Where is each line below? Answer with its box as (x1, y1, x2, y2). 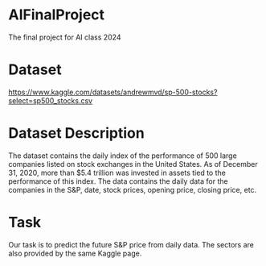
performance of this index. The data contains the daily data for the (8, 176, 228, 186)
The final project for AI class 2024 (8, 32, 121, 42)
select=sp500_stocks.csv (8, 95, 93, 106)
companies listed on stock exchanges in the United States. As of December (8, 159, 259, 168)
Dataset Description (8, 124, 145, 143)
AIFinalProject (8, 6, 105, 24)
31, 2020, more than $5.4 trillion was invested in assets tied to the (8, 168, 227, 177)
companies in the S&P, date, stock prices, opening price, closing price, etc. (8, 185, 257, 194)
